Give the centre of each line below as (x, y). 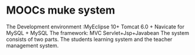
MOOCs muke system (61, 10)
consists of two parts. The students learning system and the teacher (89, 39)
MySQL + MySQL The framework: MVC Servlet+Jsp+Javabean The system (97, 33)
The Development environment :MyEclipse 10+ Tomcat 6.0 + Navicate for (95, 27)
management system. (32, 46)
